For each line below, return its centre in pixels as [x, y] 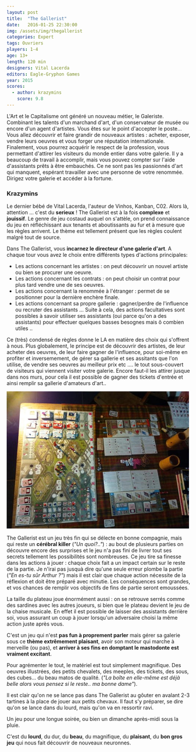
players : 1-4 [22, 50]
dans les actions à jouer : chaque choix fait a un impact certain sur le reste [96, 563]
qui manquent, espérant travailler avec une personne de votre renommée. [95, 172]
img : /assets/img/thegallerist [45, 31]
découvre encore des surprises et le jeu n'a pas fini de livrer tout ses [89, 551]
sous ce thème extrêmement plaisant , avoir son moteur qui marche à [90, 641]
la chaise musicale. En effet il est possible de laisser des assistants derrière [97, 612]
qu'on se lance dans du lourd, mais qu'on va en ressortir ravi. [80, 708]
